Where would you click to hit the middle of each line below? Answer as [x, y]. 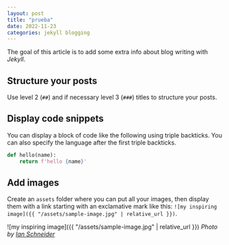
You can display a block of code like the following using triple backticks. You [114, 135]
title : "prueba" [30, 20]
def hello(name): [32, 155]
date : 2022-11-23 [32, 26]
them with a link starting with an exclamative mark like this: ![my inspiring [112, 207]
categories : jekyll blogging [49, 33]
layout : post [26, 13]
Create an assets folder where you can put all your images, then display [108, 199]
